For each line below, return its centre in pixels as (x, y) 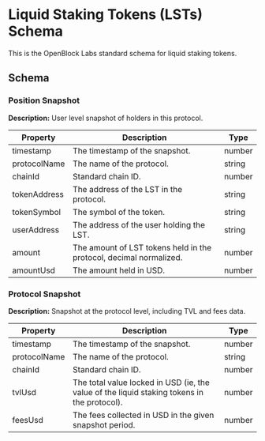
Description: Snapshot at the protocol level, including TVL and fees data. (127, 311)
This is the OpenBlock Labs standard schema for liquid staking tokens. (123, 53)
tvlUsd (24, 392)
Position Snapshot (44, 100)
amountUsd (34, 270)
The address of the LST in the (127, 189)
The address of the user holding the (138, 224)
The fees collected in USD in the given (143, 415)
